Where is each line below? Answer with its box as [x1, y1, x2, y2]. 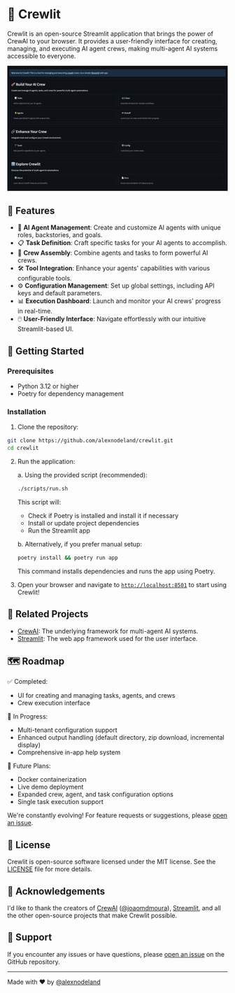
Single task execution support [17, 798, 104, 806]
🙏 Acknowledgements [7, 885, 106, 897]
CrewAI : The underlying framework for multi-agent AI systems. [17, 626, 199, 635]
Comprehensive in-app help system [17, 748, 121, 756]
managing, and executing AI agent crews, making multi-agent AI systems [7, 44, 218, 52]
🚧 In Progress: [7, 712, 48, 721]
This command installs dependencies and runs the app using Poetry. [17, 567, 215, 575]
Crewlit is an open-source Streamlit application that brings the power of [7, 29, 214, 38]
